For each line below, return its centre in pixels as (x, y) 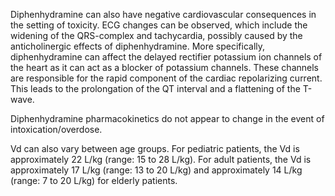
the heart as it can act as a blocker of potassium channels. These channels (164, 67)
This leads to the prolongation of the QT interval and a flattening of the (155, 88)
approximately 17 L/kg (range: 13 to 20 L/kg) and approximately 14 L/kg (156, 170)
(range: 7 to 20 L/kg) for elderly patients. (94, 180)
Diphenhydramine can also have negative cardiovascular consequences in (163, 14)
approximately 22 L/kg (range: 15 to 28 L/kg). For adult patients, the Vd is (161, 159)
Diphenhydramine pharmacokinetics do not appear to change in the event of (167, 118)
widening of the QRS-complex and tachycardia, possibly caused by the (156, 35)
